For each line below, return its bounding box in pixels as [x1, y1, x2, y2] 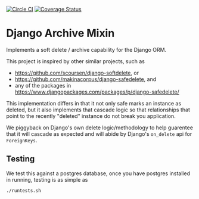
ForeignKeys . [6, 136, 38, 144]
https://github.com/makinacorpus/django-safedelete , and [14, 75, 157, 83]
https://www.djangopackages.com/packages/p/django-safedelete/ [14, 88, 180, 95]
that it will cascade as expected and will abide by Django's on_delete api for [6, 130, 192, 137]
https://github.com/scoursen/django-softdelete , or [14, 69, 139, 76]
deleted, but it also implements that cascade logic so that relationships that [6, 106, 191, 113]
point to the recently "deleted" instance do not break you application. [6, 112, 176, 119]
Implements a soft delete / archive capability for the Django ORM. [6, 46, 167, 53]
